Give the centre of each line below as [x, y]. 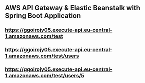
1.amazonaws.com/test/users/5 [45, 76]
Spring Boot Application [43, 16]
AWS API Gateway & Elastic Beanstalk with [73, 8]
